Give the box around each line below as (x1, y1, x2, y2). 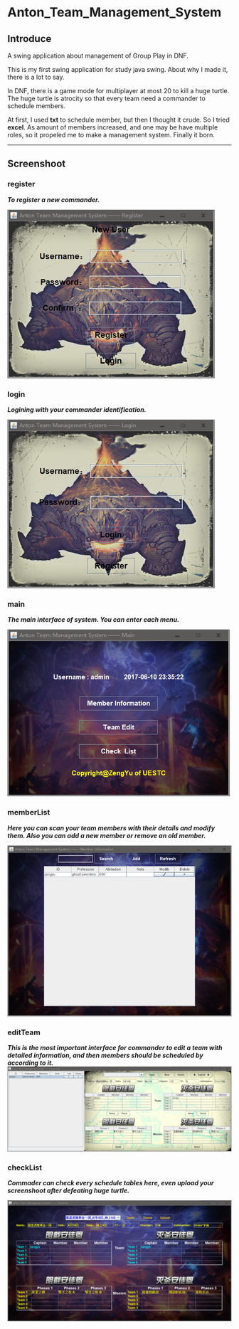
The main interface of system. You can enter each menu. (7, 615, 180, 624)
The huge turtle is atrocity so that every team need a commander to (7, 94, 206, 102)
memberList (7, 808, 51, 817)
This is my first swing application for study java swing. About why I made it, (7, 65, 228, 73)
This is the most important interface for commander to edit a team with (7, 1044, 223, 1052)
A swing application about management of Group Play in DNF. (7, 51, 188, 60)
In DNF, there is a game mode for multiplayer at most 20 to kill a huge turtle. (7, 87, 230, 95)
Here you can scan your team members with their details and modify (7, 823, 216, 832)
